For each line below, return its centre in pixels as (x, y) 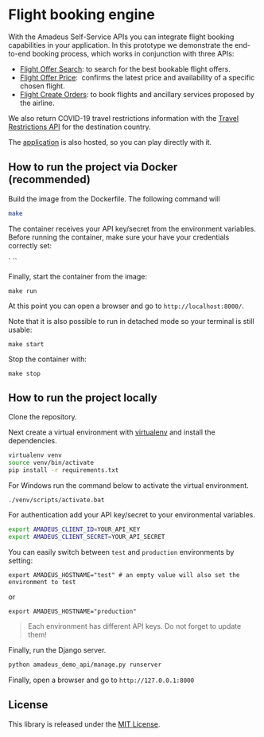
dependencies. (33, 441)
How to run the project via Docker (93, 168)
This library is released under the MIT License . (84, 724)
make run (23, 291)
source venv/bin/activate (51, 463)
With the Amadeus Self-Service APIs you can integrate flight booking (121, 37)
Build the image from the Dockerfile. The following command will (114, 199)
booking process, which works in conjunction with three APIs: (133, 53)
